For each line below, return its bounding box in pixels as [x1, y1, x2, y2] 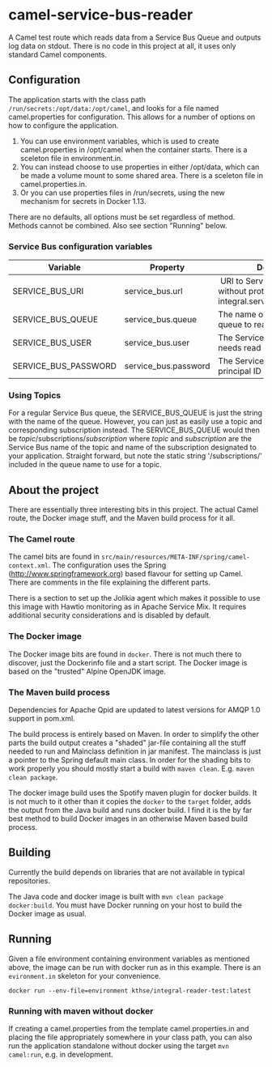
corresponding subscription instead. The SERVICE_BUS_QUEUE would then [8, 425, 261, 435]
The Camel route [8, 533, 75, 545]
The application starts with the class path [8, 95, 146, 104]
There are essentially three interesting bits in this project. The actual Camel [8, 504, 259, 515]
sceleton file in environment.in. [19, 153, 123, 163]
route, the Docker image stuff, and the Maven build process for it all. [8, 513, 236, 523]
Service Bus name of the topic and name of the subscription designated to [8, 443, 257, 453]
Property [149, 261, 185, 273]
